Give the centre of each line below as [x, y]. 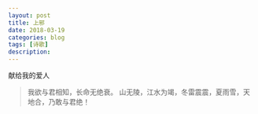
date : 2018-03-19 [37, 30]
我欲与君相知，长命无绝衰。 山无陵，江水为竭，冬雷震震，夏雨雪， [135, 92]
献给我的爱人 [29, 75]
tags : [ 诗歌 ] [28, 45]
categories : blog [37, 37]
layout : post [29, 15]
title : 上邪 [26, 23]
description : [29, 52]
